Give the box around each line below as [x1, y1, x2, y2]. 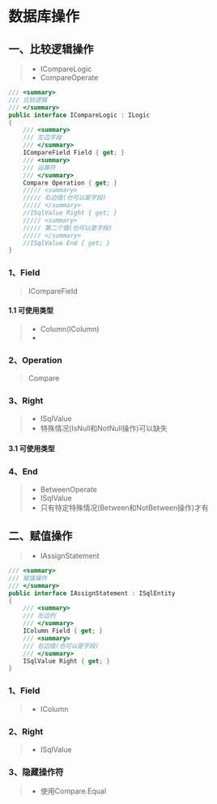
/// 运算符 [23, 164, 56, 172]
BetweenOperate [40, 485, 97, 495]
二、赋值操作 [8, 529, 73, 542]
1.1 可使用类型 [8, 305, 54, 316]
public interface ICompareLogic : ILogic [8, 111, 151, 119]
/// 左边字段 [23, 134, 62, 142]
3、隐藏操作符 [8, 766, 64, 777]
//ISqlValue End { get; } [23, 239, 111, 247]
